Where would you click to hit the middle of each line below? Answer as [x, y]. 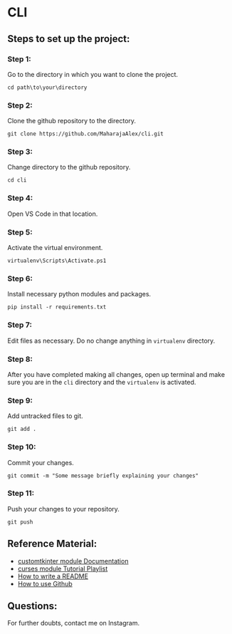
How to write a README [53, 576]
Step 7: [20, 325]
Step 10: [22, 447]
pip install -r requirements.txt [57, 307]
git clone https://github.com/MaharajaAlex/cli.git [85, 134]
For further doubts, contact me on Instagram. [74, 623]
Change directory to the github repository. [69, 167]
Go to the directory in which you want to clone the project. [93, 74]
